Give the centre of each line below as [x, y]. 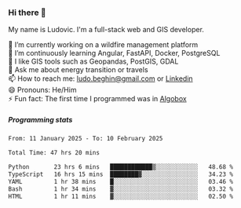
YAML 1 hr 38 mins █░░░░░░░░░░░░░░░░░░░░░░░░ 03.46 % [121, 181]
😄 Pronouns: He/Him [42, 90]
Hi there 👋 [27, 13]
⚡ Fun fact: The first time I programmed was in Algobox [97, 99]
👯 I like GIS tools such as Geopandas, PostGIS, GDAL [93, 61]
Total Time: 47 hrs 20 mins [54, 153]
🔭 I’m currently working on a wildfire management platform [103, 45]
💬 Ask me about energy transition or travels [78, 70]
